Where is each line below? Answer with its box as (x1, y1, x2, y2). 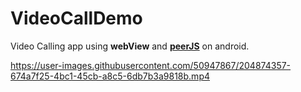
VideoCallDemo (10, 7, 143, 30)
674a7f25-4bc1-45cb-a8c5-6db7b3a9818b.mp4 (10, 70, 210, 82)
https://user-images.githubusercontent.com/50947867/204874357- (10, 59, 292, 71)
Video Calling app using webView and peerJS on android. (10, 40, 250, 52)
